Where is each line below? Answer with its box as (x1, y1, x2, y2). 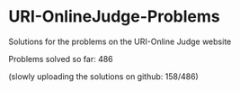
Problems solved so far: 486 (8, 53, 113, 64)
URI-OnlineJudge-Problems (8, 6, 221, 27)
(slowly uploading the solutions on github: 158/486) (8, 70, 199, 82)
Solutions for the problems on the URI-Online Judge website (8, 36, 232, 47)
